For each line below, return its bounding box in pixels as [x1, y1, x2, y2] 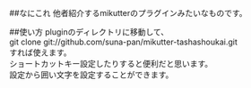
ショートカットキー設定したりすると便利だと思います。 [9, 59, 213, 68]
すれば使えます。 [9, 47, 72, 58]
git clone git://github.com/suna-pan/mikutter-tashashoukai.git [9, 36, 238, 47]
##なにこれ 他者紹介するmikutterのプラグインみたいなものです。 [9, 8, 248, 18]
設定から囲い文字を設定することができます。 [9, 69, 174, 80]
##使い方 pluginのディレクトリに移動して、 [9, 27, 169, 37]
